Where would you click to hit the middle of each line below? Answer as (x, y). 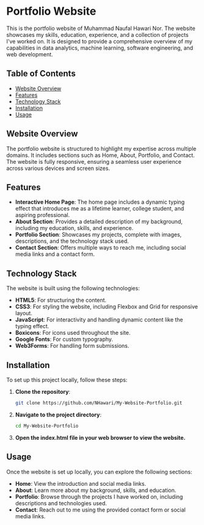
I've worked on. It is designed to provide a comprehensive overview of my (99, 41)
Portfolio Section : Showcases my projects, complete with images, (98, 235)
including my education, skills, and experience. (74, 228)
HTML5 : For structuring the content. (61, 300)
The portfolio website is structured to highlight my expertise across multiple (101, 148)
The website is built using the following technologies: (73, 288)
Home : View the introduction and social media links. (81, 483)
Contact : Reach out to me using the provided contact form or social (100, 510)
